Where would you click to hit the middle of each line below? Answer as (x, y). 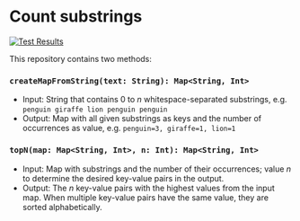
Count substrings (76, 17)
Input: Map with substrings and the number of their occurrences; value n (157, 169)
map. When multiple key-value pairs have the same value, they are (146, 197)
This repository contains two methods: (81, 58)
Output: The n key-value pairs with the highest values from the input (149, 188)
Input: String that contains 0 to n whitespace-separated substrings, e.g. (154, 100)
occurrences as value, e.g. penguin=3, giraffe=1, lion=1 (129, 128)
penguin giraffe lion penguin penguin (95, 110)
